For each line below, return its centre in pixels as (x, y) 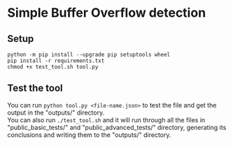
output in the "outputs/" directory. (56, 112)
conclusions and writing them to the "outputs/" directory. (89, 135)
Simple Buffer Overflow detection (107, 13)
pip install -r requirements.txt (56, 61)
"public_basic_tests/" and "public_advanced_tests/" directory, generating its (117, 127)
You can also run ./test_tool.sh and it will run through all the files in (106, 119)
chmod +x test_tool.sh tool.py (53, 67)
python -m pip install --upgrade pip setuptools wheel (89, 54)
